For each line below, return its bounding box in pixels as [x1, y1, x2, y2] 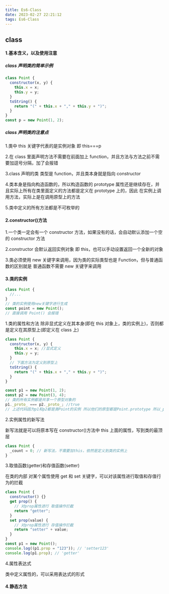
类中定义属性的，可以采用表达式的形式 [5, 571, 84, 577]
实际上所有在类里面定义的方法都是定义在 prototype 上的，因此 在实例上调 [9, 187, 162, 194]
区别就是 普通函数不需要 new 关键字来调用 [14, 263, 102, 270]
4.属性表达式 [5, 560, 32, 566]
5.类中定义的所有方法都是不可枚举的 [5, 205, 79, 211]
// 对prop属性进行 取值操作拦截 [14, 504, 74, 509]
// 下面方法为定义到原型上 [10, 360, 58, 365]
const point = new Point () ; [5, 306, 64, 311]
